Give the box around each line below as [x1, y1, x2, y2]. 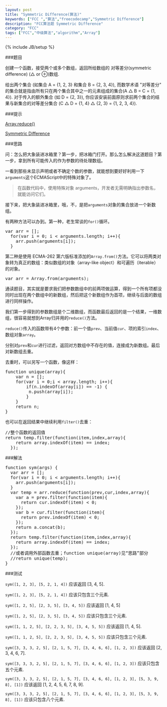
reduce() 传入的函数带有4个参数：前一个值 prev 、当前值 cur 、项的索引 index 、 [5, 325, 162, 331]
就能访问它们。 [17, 191, 48, 197]
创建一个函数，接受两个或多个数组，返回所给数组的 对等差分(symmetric [5, 65, 152, 71]
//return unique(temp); [10, 556, 69, 561]
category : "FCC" [5, 26, 39, 31]
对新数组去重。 [5, 349, 36, 354]
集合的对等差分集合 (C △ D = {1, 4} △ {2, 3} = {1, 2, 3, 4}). [18, 101, 138, 106]
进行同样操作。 [5, 298, 36, 304]
